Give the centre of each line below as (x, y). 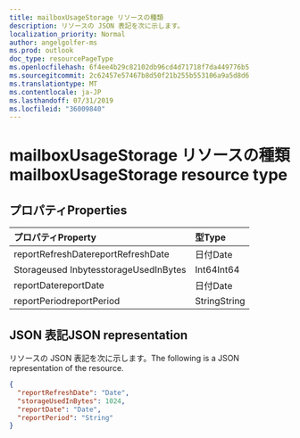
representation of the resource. (67, 368)
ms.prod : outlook (42, 51)
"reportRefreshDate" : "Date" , (73, 393)
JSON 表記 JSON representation (99, 335)
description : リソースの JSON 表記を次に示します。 (97, 26)
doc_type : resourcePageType (62, 59)
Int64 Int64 (217, 270)
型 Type (210, 237)
